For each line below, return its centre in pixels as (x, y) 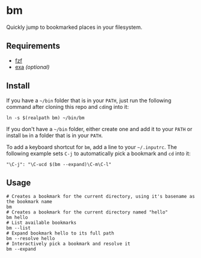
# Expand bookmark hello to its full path (60, 233)
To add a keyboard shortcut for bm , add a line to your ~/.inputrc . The (92, 147)
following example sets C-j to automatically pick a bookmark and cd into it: (98, 153)
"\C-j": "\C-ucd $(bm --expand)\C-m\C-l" (59, 164)
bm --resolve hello (31, 239)
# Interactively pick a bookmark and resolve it (68, 244)
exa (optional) (32, 67)
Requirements (33, 46)
